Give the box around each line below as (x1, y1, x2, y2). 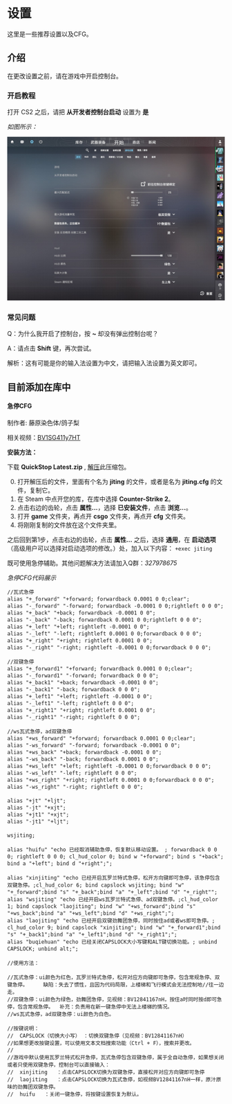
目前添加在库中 (7, 381, 71, 393)
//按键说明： (7, 1025, 39, 1032)
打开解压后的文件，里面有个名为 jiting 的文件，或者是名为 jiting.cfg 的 (17, 477, 217, 486)
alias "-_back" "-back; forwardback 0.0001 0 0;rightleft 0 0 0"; (7, 616, 202, 623)
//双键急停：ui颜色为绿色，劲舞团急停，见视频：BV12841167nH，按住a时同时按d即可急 (7, 996, 222, 1003)
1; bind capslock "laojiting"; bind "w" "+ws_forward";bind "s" (7, 902, 196, 910)
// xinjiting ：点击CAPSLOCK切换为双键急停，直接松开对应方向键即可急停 (7, 1069, 205, 1076)
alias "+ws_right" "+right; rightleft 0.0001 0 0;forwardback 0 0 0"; (7, 776, 215, 783)
